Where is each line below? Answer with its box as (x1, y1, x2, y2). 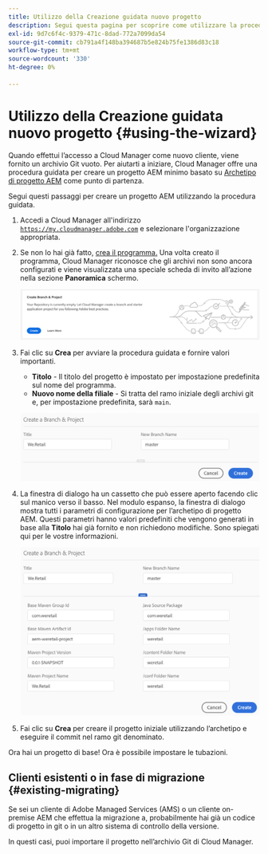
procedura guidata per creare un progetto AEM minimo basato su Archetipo (8, 167, 257, 177)
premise (8, 813, 35, 823)
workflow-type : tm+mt (8, 46, 81, 55)
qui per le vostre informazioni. (19, 531, 119, 541)
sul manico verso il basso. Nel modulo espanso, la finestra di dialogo (19, 498, 246, 507)
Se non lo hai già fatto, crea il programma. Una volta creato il (19, 247, 219, 257)
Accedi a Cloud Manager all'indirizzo (19, 215, 141, 225)
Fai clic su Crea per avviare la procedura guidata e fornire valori (19, 348, 230, 358)
